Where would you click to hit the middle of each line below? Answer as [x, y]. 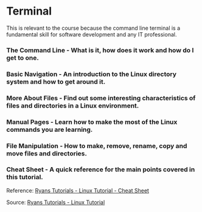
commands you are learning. [50, 129]
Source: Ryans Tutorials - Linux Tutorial [56, 202]
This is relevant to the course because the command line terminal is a [93, 28]
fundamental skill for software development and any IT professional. [92, 34]
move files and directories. [47, 153]
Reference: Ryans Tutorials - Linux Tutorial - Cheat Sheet [78, 190]
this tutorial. [25, 177]
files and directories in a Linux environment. [73, 106]
